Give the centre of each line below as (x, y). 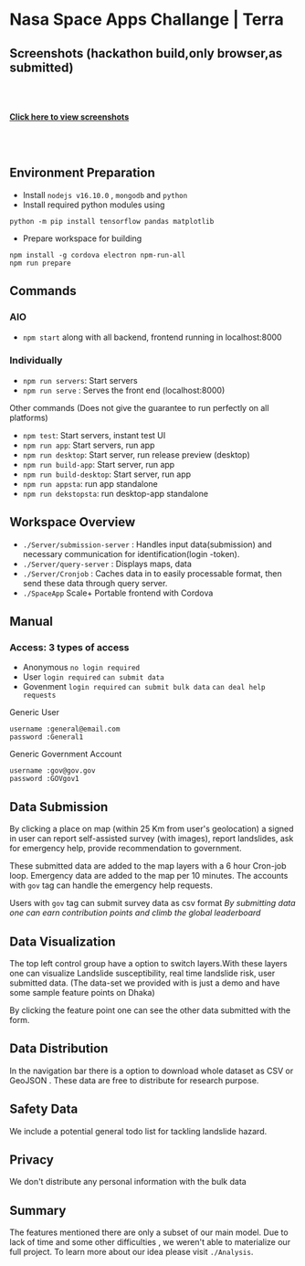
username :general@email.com (65, 729)
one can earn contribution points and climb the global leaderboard (135, 913)
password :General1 (47, 737)
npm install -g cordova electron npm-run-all (97, 255)
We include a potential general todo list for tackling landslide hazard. (138, 1131)
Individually (36, 361)
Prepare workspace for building (82, 238)
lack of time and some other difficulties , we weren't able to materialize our (150, 1242)
